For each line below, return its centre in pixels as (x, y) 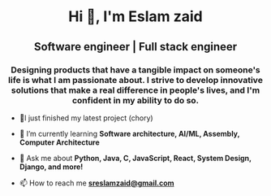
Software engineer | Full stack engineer (135, 47)
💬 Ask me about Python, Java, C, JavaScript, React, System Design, (135, 158)
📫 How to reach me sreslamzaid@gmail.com (97, 183)
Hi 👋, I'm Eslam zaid (135, 17)
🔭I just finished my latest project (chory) (86, 118)
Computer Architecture (60, 142)
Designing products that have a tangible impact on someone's (135, 70)
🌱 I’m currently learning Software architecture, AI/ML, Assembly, (129, 133)
